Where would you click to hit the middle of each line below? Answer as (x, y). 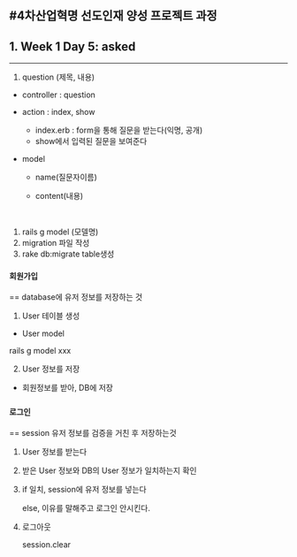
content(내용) (59, 196)
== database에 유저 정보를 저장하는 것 (76, 297)
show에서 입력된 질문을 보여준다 (91, 141)
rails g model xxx (40, 351)
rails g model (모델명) (60, 232)
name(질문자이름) (66, 177)
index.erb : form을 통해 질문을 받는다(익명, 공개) (119, 130)
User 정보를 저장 (51, 369)
